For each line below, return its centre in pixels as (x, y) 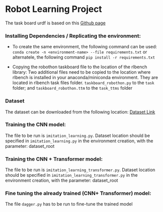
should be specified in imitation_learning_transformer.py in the (72, 175)
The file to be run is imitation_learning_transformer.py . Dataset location (80, 170)
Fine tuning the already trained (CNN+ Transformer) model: (78, 194)
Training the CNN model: (36, 124)
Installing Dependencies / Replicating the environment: (73, 36)
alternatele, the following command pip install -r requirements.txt (83, 57)
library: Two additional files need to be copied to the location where (81, 72)
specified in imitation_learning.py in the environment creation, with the (79, 141)
